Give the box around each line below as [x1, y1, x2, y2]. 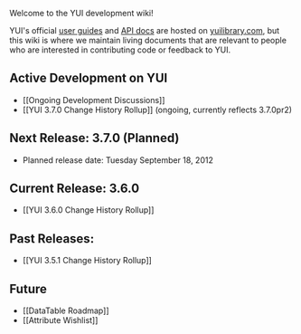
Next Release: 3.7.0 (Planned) [9, 130, 180, 146]
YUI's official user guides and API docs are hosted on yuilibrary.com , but [9, 25, 280, 35]
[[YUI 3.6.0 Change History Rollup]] [22, 205, 155, 215]
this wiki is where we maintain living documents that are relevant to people [9, 35, 287, 45]
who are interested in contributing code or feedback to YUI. [9, 44, 231, 55]
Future [9, 281, 48, 297]
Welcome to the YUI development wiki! [9, 8, 154, 18]
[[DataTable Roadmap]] [22, 305, 109, 316]
